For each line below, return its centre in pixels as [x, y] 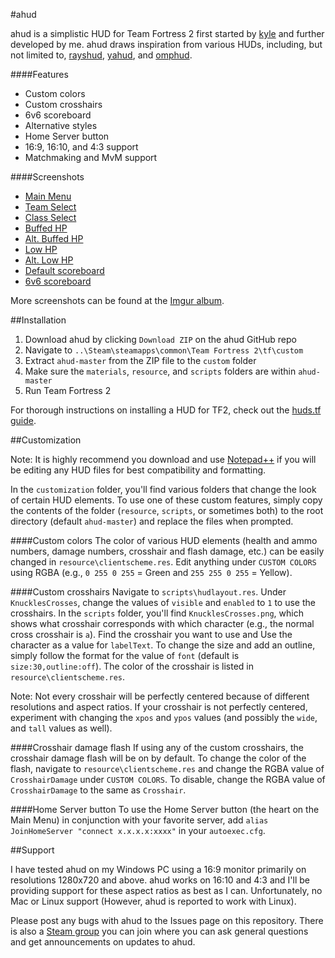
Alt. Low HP [49, 260]
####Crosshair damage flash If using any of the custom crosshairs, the [157, 747]
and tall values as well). [61, 728]
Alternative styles [61, 125]
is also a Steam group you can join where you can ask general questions [159, 931]
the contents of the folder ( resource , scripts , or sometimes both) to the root [167, 510]
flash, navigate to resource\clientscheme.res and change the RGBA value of [167, 768]
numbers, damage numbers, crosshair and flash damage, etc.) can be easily [167, 551]
